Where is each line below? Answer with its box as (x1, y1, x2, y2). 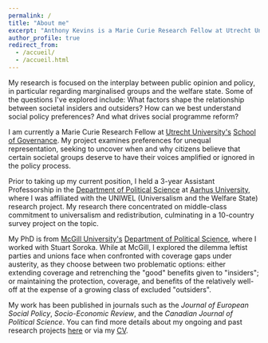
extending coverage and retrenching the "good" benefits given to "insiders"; (8, 267, 259, 277)
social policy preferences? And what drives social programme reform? (8, 111, 239, 121)
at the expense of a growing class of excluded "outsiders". (19, 284, 211, 294)
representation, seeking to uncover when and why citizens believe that (8, 144, 241, 154)
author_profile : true (8, 33, 81, 42)
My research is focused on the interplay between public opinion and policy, (8, 77, 255, 88)
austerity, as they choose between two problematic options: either (8, 259, 226, 269)
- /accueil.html (15, 57, 69, 64)
